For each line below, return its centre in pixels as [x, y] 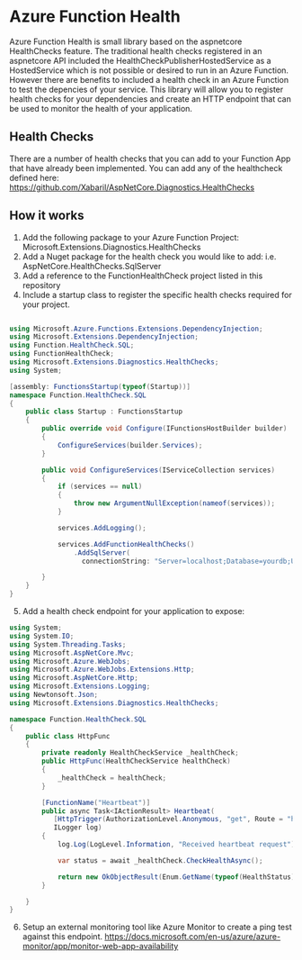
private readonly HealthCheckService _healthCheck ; [141, 753]
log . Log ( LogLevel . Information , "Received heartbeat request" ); [178, 845]
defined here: [34, 177]
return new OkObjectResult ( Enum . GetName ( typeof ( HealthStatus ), [178, 877]
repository [41, 285]
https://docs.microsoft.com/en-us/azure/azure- [193, 937]
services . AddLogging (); [102, 528]
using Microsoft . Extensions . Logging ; [80, 686]
